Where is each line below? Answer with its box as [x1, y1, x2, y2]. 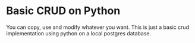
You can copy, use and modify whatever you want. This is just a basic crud [6, 24, 189, 31]
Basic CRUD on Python [6, 4, 121, 18]
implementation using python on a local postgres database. [6, 29, 152, 37]
